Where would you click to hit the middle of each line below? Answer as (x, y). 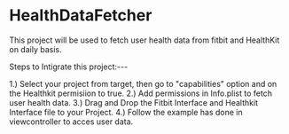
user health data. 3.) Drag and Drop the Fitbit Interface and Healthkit (134, 102)
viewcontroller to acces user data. (71, 122)
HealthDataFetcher (81, 16)
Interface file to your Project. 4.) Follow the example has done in (126, 112)
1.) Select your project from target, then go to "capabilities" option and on (143, 83)
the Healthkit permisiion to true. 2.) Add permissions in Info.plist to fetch (141, 93)
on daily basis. (35, 49)
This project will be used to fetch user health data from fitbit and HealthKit (144, 40)
